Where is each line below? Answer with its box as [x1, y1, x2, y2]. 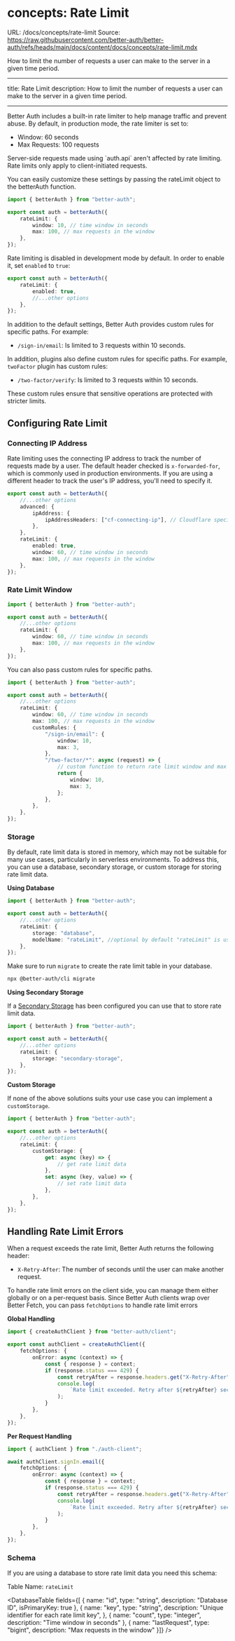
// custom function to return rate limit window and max [57, 763, 227, 771]
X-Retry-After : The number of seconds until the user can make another [17, 1265, 225, 1274]
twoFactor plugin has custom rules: [7, 363, 108, 371]
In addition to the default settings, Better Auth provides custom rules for [7, 320, 215, 329]
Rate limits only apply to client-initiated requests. [7, 161, 148, 170]
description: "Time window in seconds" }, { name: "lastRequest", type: [7, 1619, 210, 1627]
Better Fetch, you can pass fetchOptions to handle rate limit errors [7, 1301, 198, 1309]
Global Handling [7, 1315, 55, 1323]
